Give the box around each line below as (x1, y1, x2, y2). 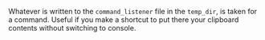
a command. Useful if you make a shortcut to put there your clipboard (8, 15, 239, 24)
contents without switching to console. (8, 24, 137, 32)
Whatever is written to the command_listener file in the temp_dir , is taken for (8, 7, 258, 16)
